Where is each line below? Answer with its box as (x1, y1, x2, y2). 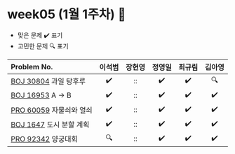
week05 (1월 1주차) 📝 (7, 6, 126, 22)
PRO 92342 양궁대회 (11, 134, 79, 144)
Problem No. (11, 62, 53, 71)
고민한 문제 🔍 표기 (17, 41, 69, 50)
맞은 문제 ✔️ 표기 (17, 31, 63, 39)
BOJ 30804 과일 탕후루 (11, 76, 86, 86)
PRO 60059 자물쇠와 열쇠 (11, 106, 93, 115)
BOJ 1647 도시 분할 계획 (11, 120, 90, 129)
